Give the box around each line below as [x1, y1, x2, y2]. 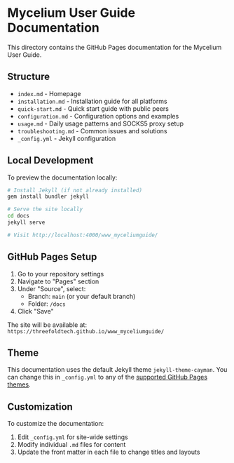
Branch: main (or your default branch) [27, 292, 136, 300]
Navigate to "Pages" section [17, 277, 99, 286]
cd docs [7, 213, 30, 220]
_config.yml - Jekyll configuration [17, 134, 116, 142]
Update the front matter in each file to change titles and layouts [17, 448, 200, 457]
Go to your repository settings [17, 269, 104, 278]
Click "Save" [17, 307, 54, 315]
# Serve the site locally [7, 206, 83, 213]
